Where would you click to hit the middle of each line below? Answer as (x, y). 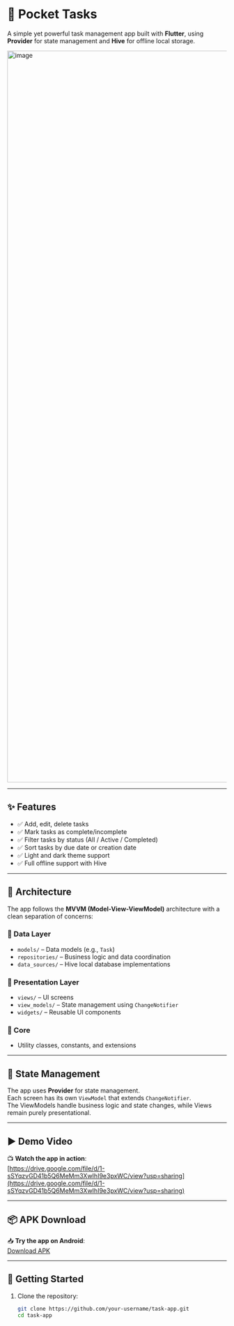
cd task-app (34, 1315)
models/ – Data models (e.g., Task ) (66, 949)
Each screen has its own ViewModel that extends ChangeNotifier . (99, 1098)
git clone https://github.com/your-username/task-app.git (103, 1309)
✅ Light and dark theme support (63, 855)
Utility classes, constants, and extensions (77, 1045)
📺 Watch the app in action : (47, 1159)
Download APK (29, 1251)
